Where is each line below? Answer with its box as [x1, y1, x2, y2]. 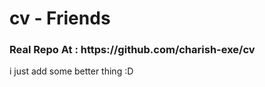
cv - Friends [9, 7, 111, 30]
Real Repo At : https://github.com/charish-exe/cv [9, 43, 256, 57]
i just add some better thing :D [9, 65, 134, 77]
